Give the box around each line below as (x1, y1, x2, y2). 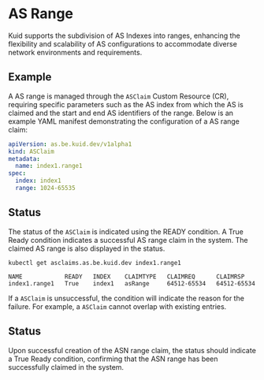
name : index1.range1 (15, 162, 83, 170)
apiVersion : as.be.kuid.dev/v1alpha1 (8, 140, 132, 148)
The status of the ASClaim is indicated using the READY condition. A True (8, 226, 244, 237)
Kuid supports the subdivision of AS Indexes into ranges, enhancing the (8, 31, 240, 40)
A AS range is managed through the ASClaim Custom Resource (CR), (8, 91, 229, 101)
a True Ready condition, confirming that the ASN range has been (8, 354, 218, 363)
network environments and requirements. (8, 47, 143, 57)
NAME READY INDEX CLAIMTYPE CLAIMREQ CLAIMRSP (8, 273, 245, 281)
